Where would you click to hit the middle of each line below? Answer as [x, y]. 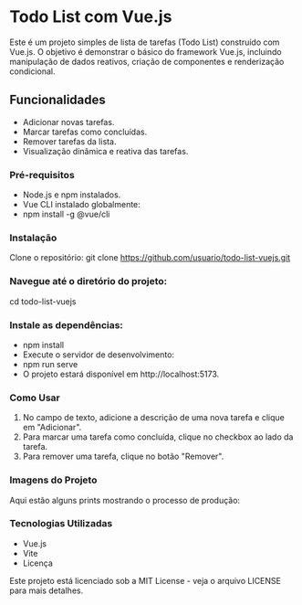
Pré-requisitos [42, 175]
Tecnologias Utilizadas [61, 524]
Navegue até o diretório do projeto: [88, 281]
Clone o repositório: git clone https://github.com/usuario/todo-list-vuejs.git [150, 258]
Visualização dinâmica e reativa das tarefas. [105, 151]
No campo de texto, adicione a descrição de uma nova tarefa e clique [153, 418]
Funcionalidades [58, 100]
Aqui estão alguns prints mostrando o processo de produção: [125, 500]
